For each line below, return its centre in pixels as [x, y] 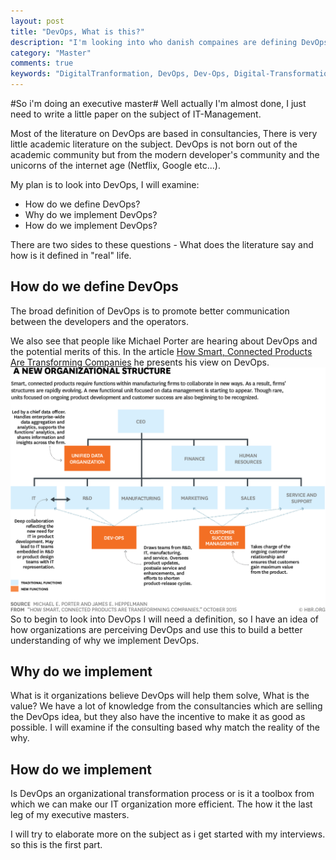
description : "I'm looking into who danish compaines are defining [154, 42]
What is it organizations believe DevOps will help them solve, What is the [160, 696]
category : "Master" [51, 53]
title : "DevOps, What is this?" [77, 31]
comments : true [42, 63]
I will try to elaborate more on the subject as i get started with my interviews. [168, 834]
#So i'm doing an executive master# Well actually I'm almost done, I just [158, 103]
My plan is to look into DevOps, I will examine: [105, 184]
